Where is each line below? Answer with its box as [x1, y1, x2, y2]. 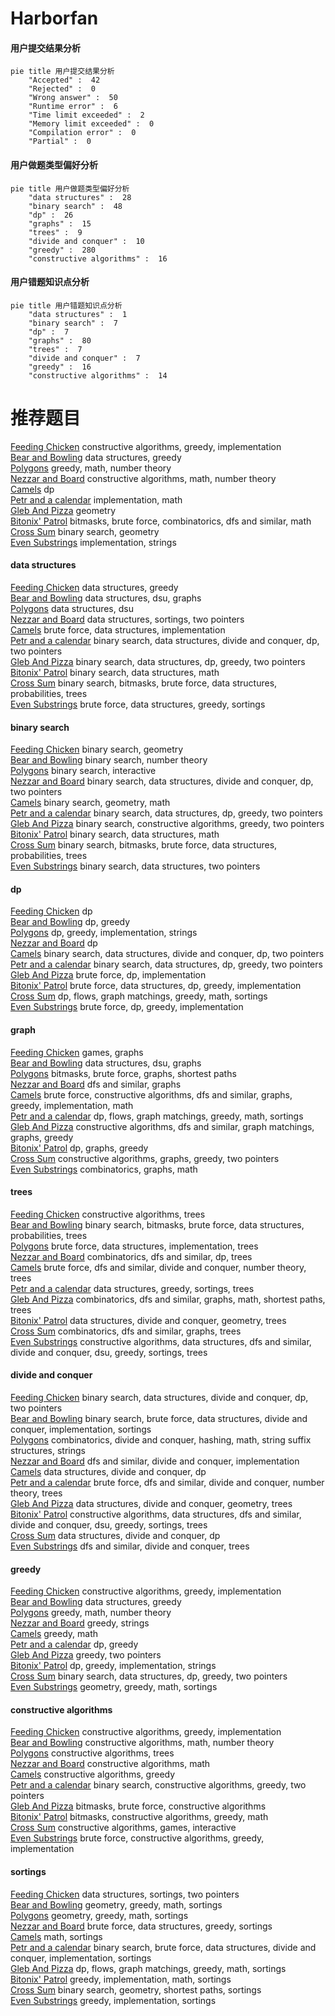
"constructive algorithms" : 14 [28, 370, 168, 381]
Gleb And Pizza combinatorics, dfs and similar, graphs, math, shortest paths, [10, 1293, 326, 1305]
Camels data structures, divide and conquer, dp [10, 1465, 207, 1477]
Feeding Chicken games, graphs [10, 1046, 144, 1058]
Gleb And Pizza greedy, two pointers [10, 1649, 162, 1661]
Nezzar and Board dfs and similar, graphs [10, 1078, 182, 1090]
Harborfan [10, 7, 99, 30]
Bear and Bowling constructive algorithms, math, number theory [10, 1737, 275, 1749]
